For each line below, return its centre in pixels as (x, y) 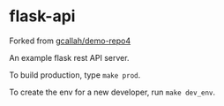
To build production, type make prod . (75, 75)
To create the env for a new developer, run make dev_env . (112, 92)
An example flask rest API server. (69, 57)
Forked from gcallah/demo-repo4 (70, 41)
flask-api (42, 16)
